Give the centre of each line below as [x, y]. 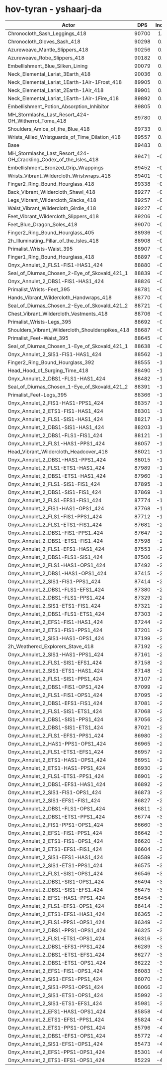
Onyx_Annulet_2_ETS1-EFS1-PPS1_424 [56, 1020]
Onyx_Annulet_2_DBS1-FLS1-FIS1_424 [55, 435]
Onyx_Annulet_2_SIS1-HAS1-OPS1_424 [56, 638]
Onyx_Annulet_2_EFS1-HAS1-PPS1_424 [56, 898]
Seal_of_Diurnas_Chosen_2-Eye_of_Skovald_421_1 [68, 273]
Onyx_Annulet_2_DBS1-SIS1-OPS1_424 [56, 881]
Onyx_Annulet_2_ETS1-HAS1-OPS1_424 [57, 760]
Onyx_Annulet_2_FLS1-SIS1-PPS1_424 [55, 679]
